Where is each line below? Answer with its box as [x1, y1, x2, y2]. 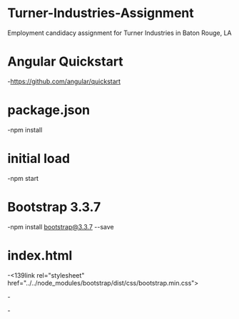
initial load [7, 151, 70, 167]
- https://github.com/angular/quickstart [7, 77, 121, 85]
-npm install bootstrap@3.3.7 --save [7, 222, 114, 231]
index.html [7, 247, 73, 263]
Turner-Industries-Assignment [7, 5, 194, 21]
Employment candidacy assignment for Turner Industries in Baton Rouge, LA [7, 28, 232, 37]
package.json [7, 102, 91, 118]
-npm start [7, 174, 39, 182]
